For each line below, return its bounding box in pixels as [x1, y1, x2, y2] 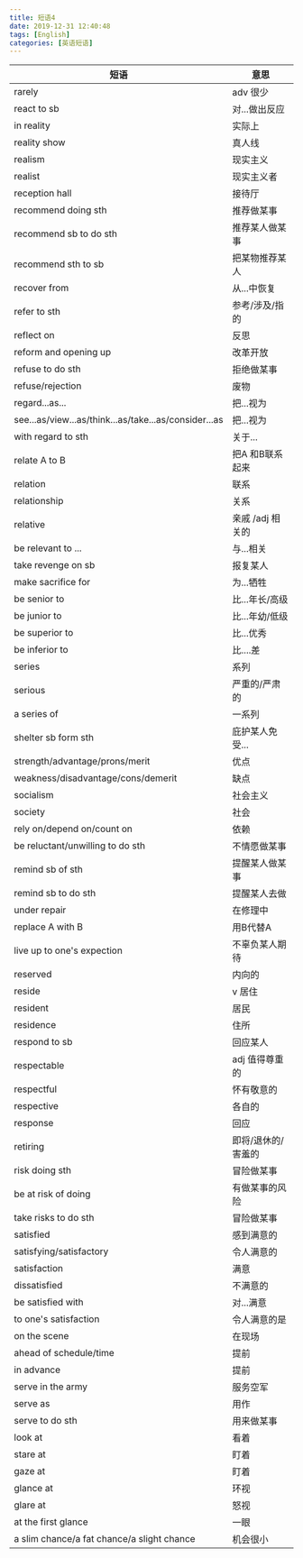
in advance [14, 1363, 61, 1376]
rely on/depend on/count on [14, 822, 133, 835]
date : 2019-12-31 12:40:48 [9, 22, 111, 31]
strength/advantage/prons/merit [14, 755, 151, 767]
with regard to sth [14, 430, 88, 443]
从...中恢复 [232, 282, 277, 295]
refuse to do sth [14, 362, 81, 375]
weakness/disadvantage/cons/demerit [14, 772, 178, 784]
